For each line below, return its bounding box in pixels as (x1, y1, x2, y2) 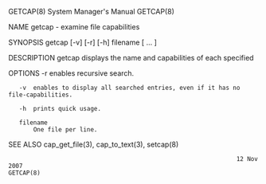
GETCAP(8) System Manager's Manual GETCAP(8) (8, 7, 175, 16)
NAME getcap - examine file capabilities (8, 22, 140, 31)
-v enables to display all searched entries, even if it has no (18, 84, 241, 92)
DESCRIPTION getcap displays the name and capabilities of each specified (8, 53, 254, 62)
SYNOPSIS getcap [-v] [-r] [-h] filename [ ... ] (8, 37, 158, 47)
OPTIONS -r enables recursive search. (8, 69, 135, 78)
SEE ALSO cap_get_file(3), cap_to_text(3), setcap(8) (8, 139, 179, 149)
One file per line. (33, 126, 98, 134)
